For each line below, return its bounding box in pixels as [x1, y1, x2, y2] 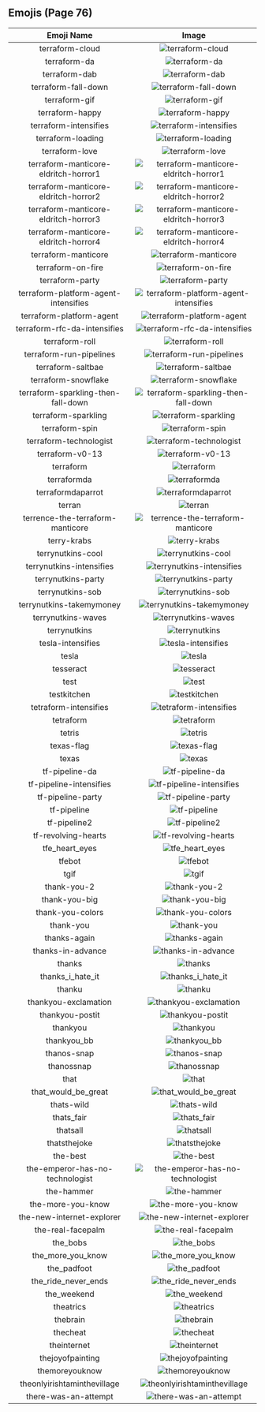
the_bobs [52, 1237, 88, 1248]
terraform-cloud [39, 43, 101, 54]
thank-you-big [41, 894, 99, 905]
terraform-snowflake [30, 374, 109, 385]
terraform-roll [43, 335, 96, 346]
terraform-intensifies [30, 120, 109, 131]
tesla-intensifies [39, 637, 101, 648]
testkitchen [49, 689, 91, 700]
